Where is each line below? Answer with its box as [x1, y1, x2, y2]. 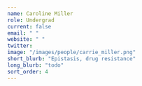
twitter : [7, 42, 33, 49]
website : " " [7, 36, 45, 43]
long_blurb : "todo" [7, 62, 64, 69]
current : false [7, 23, 52, 30]
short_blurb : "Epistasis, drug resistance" [7, 55, 136, 62]
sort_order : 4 [7, 68, 49, 75]
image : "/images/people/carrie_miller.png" [7, 49, 136, 56]
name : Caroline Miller [7, 10, 73, 17]
